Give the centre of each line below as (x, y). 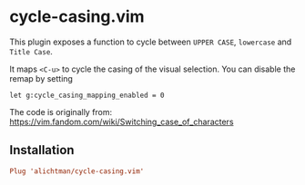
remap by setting (41, 78)
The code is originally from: (61, 112)
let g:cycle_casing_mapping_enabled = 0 (87, 95)
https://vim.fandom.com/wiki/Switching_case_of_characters (122, 122)
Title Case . (31, 51)
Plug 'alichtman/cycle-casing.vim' (77, 171)
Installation (42, 150)
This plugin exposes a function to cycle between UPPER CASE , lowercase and (151, 42)
